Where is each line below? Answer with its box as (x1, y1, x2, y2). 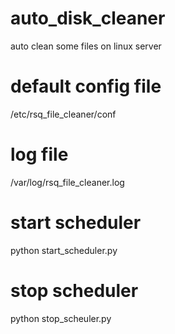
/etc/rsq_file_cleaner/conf (10, 108, 117, 120)
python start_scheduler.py (10, 244, 118, 256)
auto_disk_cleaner (10, 7, 166, 30)
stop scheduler (10, 279, 139, 302)
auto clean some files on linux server (10, 40, 162, 52)
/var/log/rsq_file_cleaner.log (10, 176, 125, 188)
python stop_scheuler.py (10, 312, 112, 324)
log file (10, 143, 69, 166)
